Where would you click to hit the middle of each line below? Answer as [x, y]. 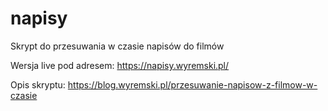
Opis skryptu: [38, 84]
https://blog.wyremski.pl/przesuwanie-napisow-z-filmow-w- [192, 84]
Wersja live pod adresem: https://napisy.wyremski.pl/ [120, 65]
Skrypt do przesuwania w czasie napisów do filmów [117, 46]
